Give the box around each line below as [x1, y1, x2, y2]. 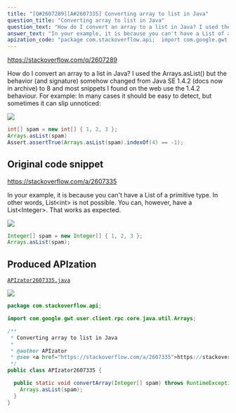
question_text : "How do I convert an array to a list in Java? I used [7, 23, 218, 30]
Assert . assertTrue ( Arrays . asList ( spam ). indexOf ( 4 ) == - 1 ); [7, 138, 184, 146]
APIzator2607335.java [7, 277, 71, 284]
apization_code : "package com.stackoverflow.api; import [7, 37, 181, 44]
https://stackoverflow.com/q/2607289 [7, 55, 118, 64]
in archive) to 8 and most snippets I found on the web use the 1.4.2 [7, 84, 200, 93]
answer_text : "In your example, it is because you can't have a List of [7, 29, 225, 37]
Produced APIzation [7, 258, 97, 270]
